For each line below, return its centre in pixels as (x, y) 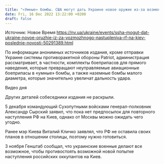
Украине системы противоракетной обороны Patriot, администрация (77, 58)
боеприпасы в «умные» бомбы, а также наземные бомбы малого (74, 73)
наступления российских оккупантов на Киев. (53, 157)
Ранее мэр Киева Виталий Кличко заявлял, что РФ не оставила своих (78, 132)
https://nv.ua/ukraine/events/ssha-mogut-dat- (103, 33)
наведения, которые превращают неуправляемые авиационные (72, 68)
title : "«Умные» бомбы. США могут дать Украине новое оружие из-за (75, 10)
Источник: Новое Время (30, 33)
